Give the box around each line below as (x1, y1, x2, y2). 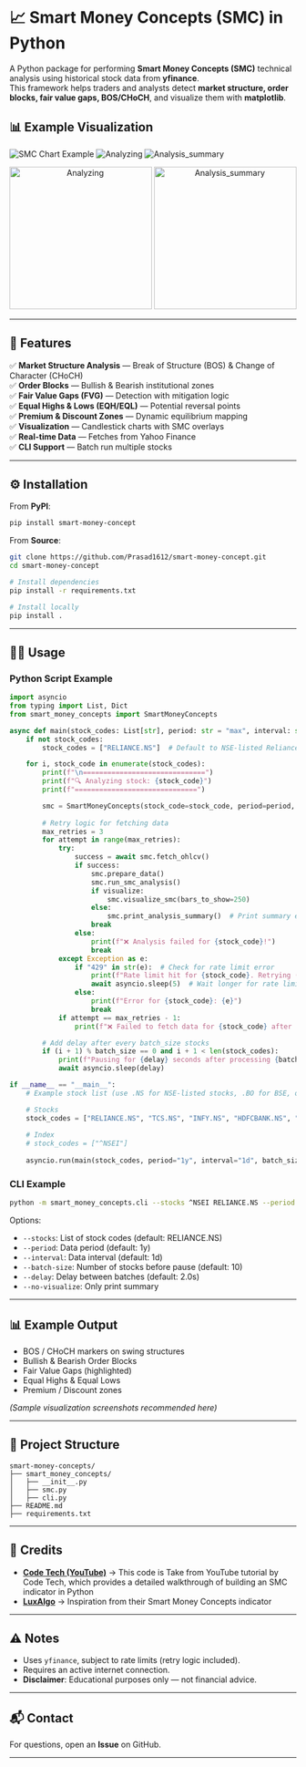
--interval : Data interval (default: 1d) (22, 1252, 163, 1263)
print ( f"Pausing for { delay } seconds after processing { (57, 1055, 280, 1065)
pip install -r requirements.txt (9, 585, 137, 595)
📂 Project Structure (9, 1437, 120, 1452)
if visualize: (90, 886, 145, 895)
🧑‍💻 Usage (9, 645, 66, 660)
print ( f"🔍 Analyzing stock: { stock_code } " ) (42, 777, 212, 786)
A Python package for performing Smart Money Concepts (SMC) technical (9, 63, 292, 74)
